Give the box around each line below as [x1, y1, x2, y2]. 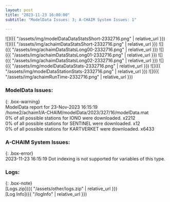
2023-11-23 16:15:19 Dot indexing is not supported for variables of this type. [5, 155, 165, 162]
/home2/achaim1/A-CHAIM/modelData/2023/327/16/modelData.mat [5, 109, 149, 116]
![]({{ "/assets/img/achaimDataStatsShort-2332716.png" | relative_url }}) [5, 41, 158, 47]
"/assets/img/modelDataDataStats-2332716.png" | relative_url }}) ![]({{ [12, 63, 161, 69]
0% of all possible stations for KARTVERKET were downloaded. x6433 [5, 125, 155, 132]
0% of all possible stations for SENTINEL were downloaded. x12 [5, 120, 140, 126]
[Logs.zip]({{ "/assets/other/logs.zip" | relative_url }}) [5, 186, 118, 192]
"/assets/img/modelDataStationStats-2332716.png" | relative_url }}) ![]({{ [5, 68, 159, 75]
